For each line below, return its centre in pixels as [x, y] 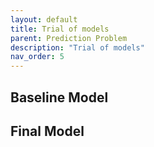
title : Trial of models [60, 29]
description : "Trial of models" [77, 47]
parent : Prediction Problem [69, 38]
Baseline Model [59, 97]
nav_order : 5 [37, 57]
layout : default [44, 19]
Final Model [47, 131]
